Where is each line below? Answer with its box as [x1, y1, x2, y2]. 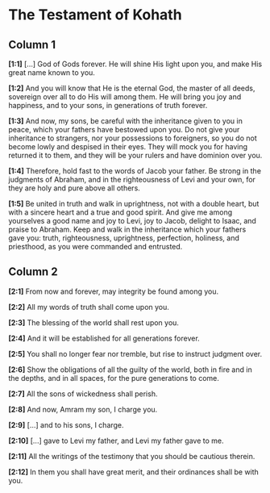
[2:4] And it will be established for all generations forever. [8, 333, 200, 343]
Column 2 [8, 265, 58, 279]
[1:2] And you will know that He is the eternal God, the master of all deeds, [8, 83, 255, 93]
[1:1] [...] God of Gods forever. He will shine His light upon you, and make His [8, 59, 263, 69]
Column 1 [8, 38, 56, 52]
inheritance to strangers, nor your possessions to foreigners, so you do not [8, 133, 257, 143]
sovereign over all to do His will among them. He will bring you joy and [8, 92, 242, 102]
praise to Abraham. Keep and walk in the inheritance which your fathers [8, 224, 247, 234]
